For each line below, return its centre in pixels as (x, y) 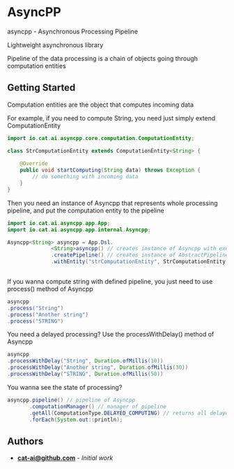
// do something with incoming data (85, 177)
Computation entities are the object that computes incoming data (100, 105)
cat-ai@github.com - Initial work (65, 458)
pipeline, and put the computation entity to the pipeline (86, 210)
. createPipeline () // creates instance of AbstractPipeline (140, 255)
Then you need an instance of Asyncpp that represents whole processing (112, 203)
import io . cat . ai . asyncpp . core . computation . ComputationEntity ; (101, 138)
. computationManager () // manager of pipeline (98, 406)
